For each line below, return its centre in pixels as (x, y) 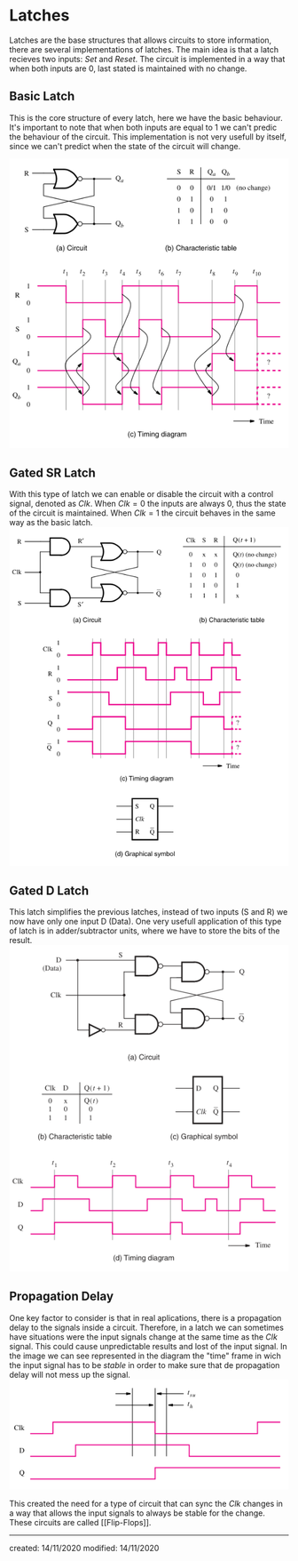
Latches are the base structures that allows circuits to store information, (141, 40)
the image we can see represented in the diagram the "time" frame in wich (145, 1356)
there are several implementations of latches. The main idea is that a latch (144, 49)
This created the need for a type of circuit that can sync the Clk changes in (146, 1503)
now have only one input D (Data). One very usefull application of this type (145, 922)
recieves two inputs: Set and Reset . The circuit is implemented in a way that (147, 59)
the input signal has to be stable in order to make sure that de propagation (145, 1365)
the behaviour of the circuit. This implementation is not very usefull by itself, (148, 136)
